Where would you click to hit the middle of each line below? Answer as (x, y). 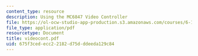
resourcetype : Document (35, 33)
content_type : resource (35, 11)
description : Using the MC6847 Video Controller (67, 17)
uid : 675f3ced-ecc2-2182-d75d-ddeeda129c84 (60, 44)
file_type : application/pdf (41, 28)
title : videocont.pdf (33, 38)
